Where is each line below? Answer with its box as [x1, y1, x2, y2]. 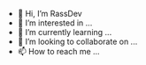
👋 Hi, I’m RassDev [17, 9, 82, 18]
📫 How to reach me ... [17, 47, 100, 56]
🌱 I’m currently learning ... [17, 27, 112, 37]
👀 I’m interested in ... [17, 18, 93, 28]
